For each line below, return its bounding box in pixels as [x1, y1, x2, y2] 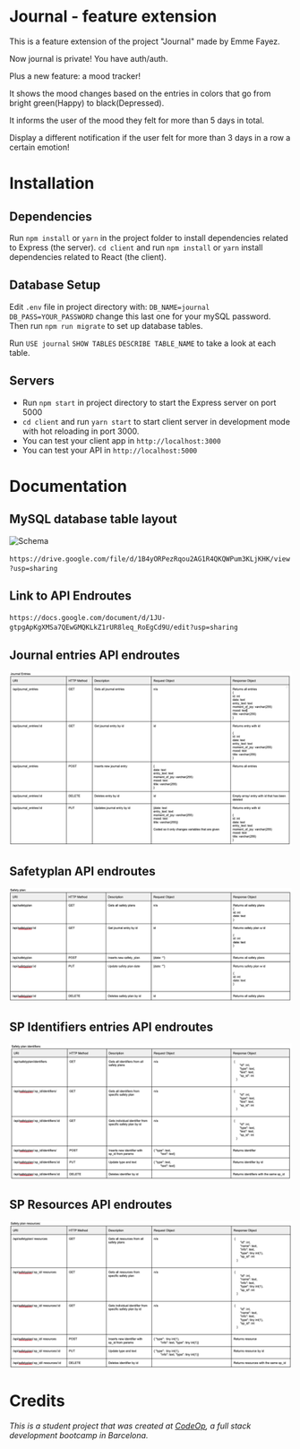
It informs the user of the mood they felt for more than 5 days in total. [9, 115, 265, 125]
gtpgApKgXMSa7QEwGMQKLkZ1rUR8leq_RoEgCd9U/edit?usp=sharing [9, 623, 239, 633]
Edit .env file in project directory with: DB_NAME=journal [9, 301, 210, 312]
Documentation [9, 476, 128, 496]
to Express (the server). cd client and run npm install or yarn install [9, 242, 263, 253]
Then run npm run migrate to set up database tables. [9, 320, 203, 331]
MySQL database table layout [9, 512, 177, 527]
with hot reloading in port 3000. [21, 426, 140, 436]
